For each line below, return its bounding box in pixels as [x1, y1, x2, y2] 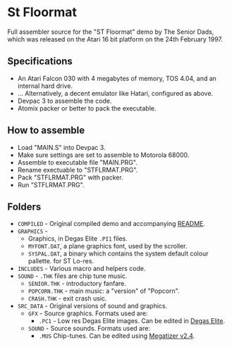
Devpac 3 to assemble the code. [17, 96, 112, 105]
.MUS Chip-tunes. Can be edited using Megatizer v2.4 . [38, 332, 195, 340]
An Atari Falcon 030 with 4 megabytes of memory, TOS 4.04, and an [17, 74, 217, 82]
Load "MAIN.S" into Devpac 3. [17, 143, 106, 151]
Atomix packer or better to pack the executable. [17, 103, 157, 113]
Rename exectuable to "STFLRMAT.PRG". [17, 165, 138, 174]
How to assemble [7, 125, 85, 137]
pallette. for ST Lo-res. [28, 257, 94, 265]
